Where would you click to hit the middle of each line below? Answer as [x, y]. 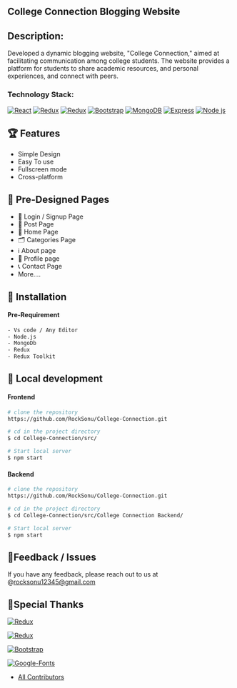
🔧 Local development [55, 379]
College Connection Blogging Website [94, 12]
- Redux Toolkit [31, 357]
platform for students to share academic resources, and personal [103, 69]
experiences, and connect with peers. [63, 76]
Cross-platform [40, 177]
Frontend [21, 397]
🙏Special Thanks [46, 604]
